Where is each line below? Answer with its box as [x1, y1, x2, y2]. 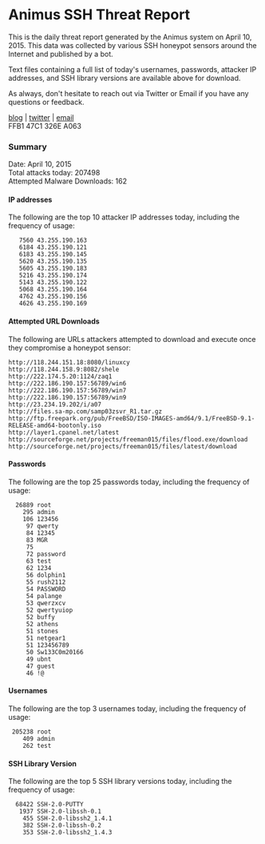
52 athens [26, 620, 59, 628]
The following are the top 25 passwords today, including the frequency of [8, 476, 250, 486]
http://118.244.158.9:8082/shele [8, 365, 120, 373]
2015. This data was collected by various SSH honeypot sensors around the [8, 40, 257, 50]
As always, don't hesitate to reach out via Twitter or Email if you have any [8, 88, 249, 98]
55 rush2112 [26, 578, 66, 586]
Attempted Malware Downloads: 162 [8, 176, 128, 186]
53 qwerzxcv [26, 599, 66, 607]
